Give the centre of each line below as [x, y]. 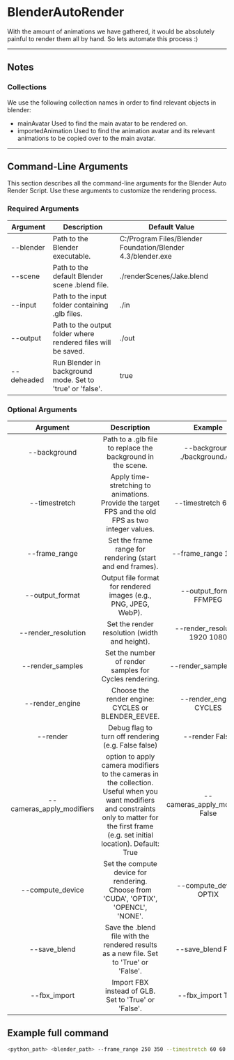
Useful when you [130, 792]
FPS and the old [130, 512]
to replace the [130, 448]
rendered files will [82, 342]
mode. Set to [73, 379]
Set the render [131, 624]
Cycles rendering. [130, 679]
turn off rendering [130, 736]
